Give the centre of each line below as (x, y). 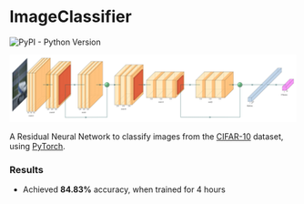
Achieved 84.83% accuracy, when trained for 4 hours (124, 189)
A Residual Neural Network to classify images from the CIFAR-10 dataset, (147, 137)
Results (26, 169)
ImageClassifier (71, 17)
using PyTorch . (37, 147)
